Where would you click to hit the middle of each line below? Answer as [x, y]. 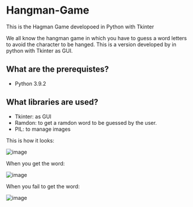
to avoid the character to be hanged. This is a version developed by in [91, 44]
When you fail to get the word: [43, 186]
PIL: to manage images [43, 129]
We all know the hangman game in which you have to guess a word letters [96, 38]
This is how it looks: [30, 140]
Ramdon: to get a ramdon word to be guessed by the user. [86, 122]
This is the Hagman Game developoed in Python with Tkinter [80, 27]
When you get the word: [36, 163]
